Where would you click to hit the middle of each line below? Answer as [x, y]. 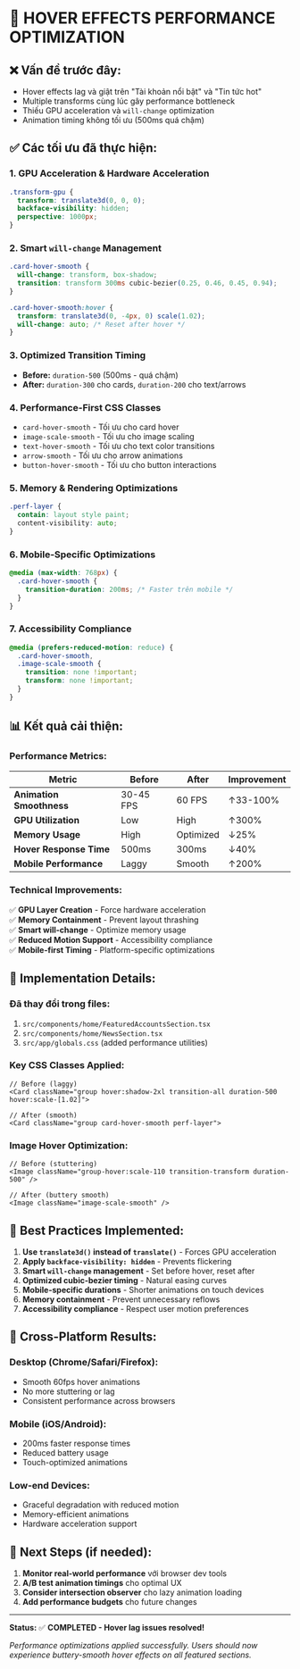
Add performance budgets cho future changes [110, 1602]
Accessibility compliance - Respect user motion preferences [135, 1308]
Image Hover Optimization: [69, 1145]
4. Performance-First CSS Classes [85, 407]
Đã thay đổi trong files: [60, 1004]
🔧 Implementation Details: [83, 978]
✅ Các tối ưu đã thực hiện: [83, 148]
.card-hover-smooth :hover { [62, 307]
